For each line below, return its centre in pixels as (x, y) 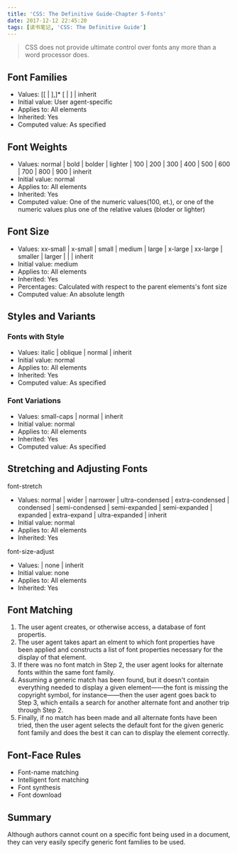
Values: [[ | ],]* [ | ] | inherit (57, 95)
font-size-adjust (31, 551)
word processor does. (57, 55)
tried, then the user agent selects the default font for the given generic (121, 725)
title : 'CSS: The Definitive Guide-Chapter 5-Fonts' (87, 14)
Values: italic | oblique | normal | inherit (75, 352)
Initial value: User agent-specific (65, 102)
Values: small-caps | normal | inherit (70, 416)
